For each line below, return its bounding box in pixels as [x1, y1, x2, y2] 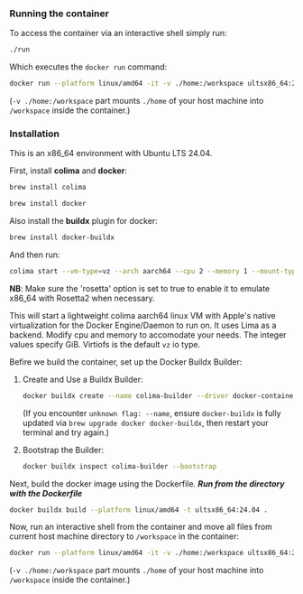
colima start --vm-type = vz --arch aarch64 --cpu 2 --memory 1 [9, 266, 248, 275]
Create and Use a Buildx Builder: [22, 374, 143, 385]
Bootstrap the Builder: [22, 444, 105, 455]
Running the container [9, 7, 110, 20]
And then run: [9, 249, 60, 260]
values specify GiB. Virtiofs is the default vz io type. [9, 339, 201, 349]
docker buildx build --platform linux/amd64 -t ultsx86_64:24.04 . [9, 505, 269, 515]
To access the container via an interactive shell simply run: [9, 28, 227, 39]
